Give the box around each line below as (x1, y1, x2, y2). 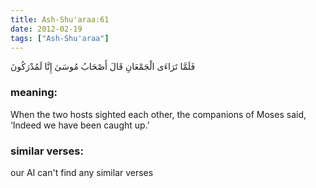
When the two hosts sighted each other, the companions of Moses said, (10, 108, 307, 120)
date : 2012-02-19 (10, 24, 83, 34)
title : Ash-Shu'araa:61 (10, 14, 110, 25)
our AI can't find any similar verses (10, 166, 154, 178)
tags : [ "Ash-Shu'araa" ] (10, 33, 110, 43)
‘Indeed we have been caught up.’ (10, 119, 150, 131)
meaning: (10, 86, 58, 100)
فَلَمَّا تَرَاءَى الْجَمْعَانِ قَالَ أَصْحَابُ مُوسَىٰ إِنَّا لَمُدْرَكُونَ (10, 61, 196, 73)
